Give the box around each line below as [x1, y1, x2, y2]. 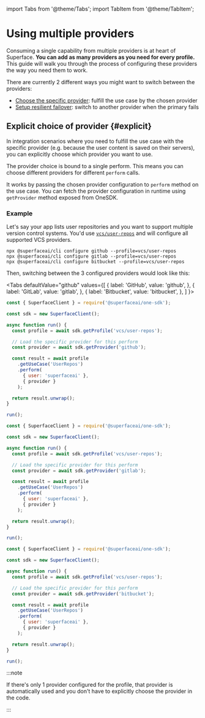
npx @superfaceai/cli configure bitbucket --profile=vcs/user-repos [6, 259, 185, 265]
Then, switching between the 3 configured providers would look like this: [6, 269, 190, 277]
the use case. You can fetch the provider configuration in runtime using [6, 187, 186, 195]
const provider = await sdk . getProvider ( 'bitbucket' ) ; [12, 590, 155, 597]
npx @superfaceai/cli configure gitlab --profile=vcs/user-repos [6, 253, 176, 260]
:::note [6, 669, 23, 677]
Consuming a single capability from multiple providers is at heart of [6, 47, 176, 54]
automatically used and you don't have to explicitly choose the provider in [6, 687, 193, 695]
